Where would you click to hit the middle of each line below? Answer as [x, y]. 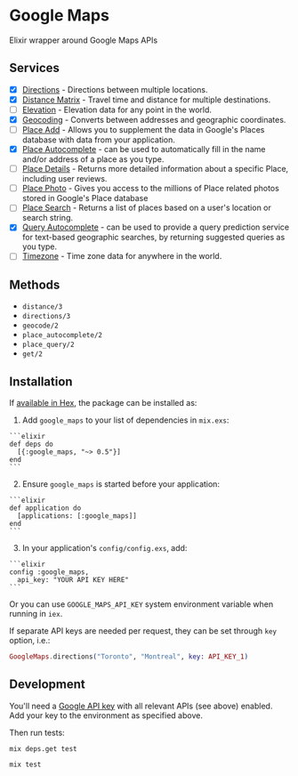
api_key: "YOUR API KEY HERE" [73, 580]
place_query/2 [48, 345]
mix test [25, 764]
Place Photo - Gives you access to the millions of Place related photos [151, 189]
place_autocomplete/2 [62, 335]
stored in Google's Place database [85, 198]
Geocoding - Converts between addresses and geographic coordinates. [154, 119]
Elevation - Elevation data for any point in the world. [117, 109]
